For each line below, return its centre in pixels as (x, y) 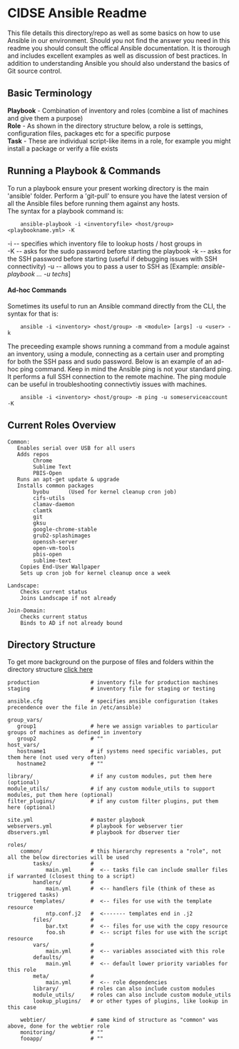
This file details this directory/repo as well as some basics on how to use (114, 33)
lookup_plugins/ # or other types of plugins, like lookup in (131, 1001)
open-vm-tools (54, 548)
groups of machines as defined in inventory (75, 733)
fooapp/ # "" (62, 1039)
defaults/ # (63, 958)
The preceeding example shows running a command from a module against (118, 346)
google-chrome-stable (65, 529)
